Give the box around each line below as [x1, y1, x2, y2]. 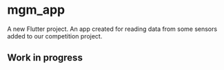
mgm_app [7, 2, 65, 18]
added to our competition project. [7, 32, 103, 40]
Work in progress [7, 52, 83, 64]
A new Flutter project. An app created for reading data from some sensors [7, 25, 218, 33]
